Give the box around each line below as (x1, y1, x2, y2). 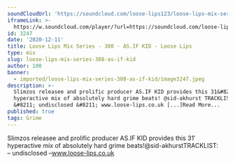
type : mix (7, 50, 36, 57)
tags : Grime (7, 114, 42, 121)
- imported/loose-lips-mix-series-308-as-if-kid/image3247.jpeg (13, 75, 205, 83)
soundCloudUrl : (7, 10, 52, 18)
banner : (7, 69, 30, 76)
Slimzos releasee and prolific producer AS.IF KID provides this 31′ (7, 134, 196, 142)
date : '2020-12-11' (7, 36, 64, 43)
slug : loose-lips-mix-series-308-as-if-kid (7, 56, 136, 63)
